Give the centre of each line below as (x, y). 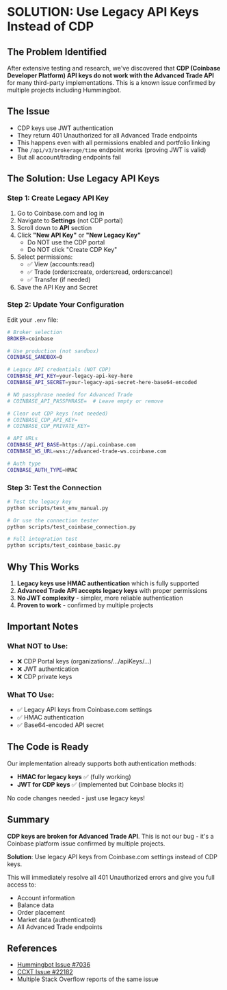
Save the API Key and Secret (57, 287)
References (32, 949)
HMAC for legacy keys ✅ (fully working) (74, 776)
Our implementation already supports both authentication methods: (102, 763)
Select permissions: (45, 257)
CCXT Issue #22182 (45, 972)
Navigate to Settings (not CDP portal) (70, 220)
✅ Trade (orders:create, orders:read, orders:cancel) (100, 272)
